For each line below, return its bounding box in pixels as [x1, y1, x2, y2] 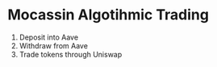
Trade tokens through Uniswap [19, 49, 123, 59]
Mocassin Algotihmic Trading [7, 6, 209, 24]
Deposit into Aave [19, 32, 78, 42]
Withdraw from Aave [19, 40, 88, 50]
